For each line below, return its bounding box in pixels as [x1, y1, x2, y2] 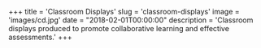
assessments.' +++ [8, 32, 72, 42]
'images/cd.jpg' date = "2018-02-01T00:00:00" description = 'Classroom [8, 15, 254, 25]
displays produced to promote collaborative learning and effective [8, 24, 230, 33]
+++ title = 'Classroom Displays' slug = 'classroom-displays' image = [8, 7, 240, 16]
